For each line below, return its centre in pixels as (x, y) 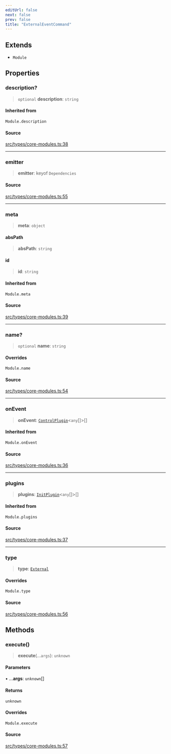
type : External (33, 569)
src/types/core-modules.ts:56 (37, 614)
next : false (18, 15)
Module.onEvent (21, 442)
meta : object (32, 225)
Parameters (18, 667)
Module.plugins (21, 517)
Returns (14, 691)
